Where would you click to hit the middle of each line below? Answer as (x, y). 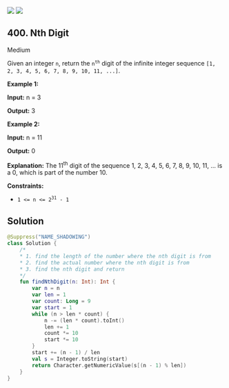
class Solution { (32, 244)
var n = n (46, 289)
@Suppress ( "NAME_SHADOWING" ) (49, 237)
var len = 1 (49, 295)
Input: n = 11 (25, 137)
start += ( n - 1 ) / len (66, 353)
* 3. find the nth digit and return (72, 269)
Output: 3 (21, 110)
